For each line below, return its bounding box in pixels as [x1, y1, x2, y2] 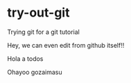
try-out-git [7, 5, 70, 21]
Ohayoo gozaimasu [7, 68, 62, 76]
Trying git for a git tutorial [7, 28, 80, 36]
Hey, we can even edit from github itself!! [7, 41, 125, 49]
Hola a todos [7, 54, 44, 63]
